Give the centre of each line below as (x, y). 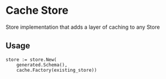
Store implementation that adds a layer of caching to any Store (83, 27)
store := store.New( (31, 60)
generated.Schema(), (42, 65)
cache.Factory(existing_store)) (57, 70)
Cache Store (37, 10)
